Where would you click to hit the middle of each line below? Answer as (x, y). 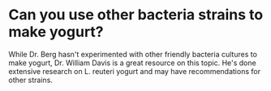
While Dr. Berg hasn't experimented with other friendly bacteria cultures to (133, 54)
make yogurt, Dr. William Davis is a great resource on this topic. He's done (133, 63)
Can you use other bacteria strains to (136, 15)
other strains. (30, 80)
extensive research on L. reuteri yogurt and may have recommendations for (135, 71)
